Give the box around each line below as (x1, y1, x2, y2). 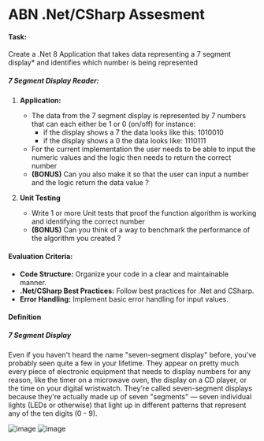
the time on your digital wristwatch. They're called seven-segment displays (8, 384, 252, 393)
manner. (19, 277, 47, 287)
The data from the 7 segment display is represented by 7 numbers (31, 111, 247, 120)
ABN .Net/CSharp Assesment (8, 6, 205, 24)
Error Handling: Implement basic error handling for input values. (19, 294, 229, 304)
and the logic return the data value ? (31, 178, 150, 187)
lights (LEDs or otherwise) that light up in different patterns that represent (8, 400, 247, 410)
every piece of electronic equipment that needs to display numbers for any (8, 367, 251, 376)
